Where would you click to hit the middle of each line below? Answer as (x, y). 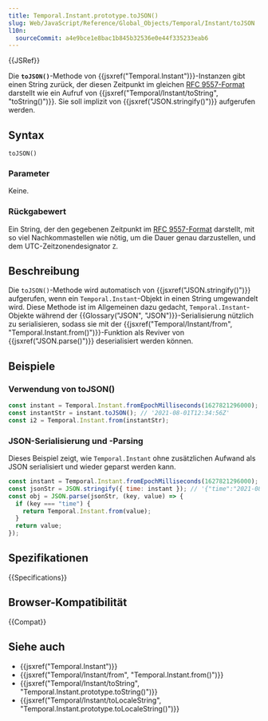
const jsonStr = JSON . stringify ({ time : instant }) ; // (103, 489)
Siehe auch (37, 647)
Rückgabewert (37, 212)
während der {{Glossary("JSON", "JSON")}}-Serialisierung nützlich (144, 315)
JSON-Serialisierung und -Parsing (76, 441)
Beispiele (32, 366)
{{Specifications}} (38, 577)
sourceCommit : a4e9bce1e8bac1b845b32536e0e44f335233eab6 (112, 38)
